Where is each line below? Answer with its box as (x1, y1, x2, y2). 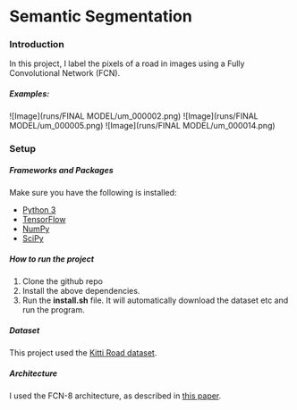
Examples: (9, 88, 50, 99)
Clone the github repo (21, 276, 103, 287)
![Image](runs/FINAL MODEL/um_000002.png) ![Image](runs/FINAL (9, 111, 259, 121)
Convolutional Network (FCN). (9, 68, 121, 79)
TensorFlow (21, 214, 66, 225)
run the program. (21, 305, 85, 315)
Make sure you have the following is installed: (9, 188, 177, 198)
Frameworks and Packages (9, 164, 114, 175)
